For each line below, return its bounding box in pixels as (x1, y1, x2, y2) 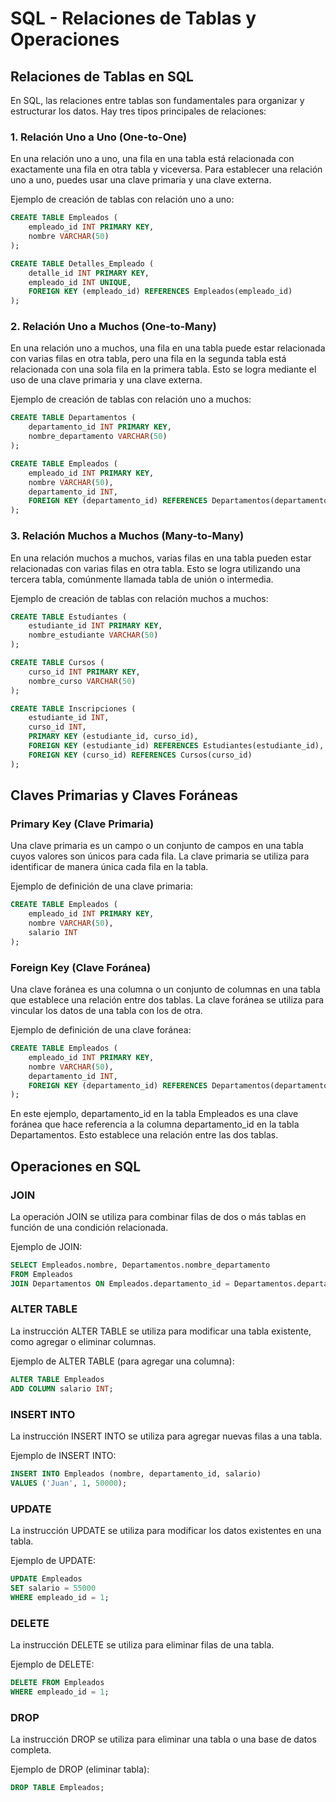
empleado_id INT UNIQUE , (28, 277, 132, 287)
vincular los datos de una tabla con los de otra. (10, 1005, 203, 1016)
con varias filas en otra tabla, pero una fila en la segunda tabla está (10, 353, 287, 365)
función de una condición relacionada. (10, 1221, 169, 1233)
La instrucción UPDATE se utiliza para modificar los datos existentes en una (10, 1524, 322, 1536)
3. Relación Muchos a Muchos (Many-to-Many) (10, 529, 245, 543)
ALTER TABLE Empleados (10, 1374, 105, 1384)
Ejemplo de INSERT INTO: (10, 1449, 117, 1461)
